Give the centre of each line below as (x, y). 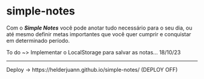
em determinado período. (38, 40)
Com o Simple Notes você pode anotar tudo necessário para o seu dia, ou (99, 28)
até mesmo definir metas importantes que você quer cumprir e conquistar (99, 34)
